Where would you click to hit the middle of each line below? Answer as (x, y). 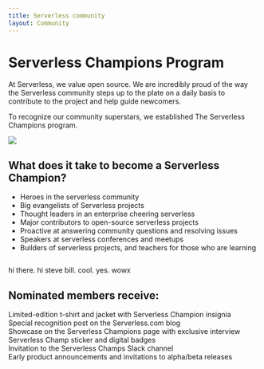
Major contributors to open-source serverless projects (109, 222)
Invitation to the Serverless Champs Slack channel (91, 348)
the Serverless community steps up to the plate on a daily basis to (117, 93)
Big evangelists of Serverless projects (82, 206)
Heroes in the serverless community (79, 197)
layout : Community (39, 23)
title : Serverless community (57, 16)
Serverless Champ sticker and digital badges (82, 340)
